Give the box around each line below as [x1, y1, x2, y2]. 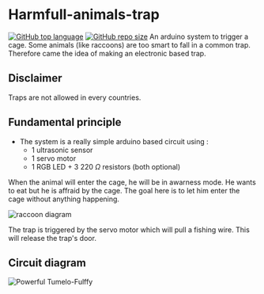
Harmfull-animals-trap [8, 6, 160, 24]
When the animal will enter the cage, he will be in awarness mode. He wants [8, 177, 257, 187]
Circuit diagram [8, 256, 87, 269]
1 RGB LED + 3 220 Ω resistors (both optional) [31, 162, 181, 171]
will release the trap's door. [8, 233, 97, 242]
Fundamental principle [8, 116, 122, 129]
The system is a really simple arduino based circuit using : [19, 136, 209, 146]
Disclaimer [8, 71, 62, 85]
